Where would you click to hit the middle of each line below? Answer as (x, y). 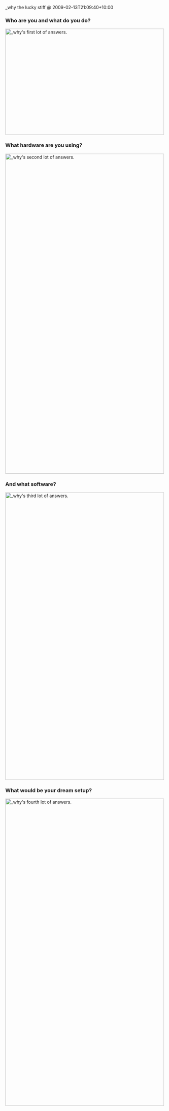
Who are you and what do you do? (48, 20)
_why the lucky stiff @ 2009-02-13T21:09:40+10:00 (59, 7)
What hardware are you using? (44, 145)
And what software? (31, 484)
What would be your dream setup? (49, 790)
